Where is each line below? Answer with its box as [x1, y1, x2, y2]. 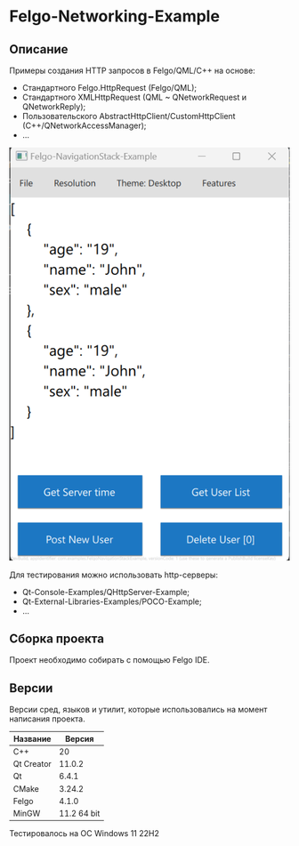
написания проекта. [9, 713, 86, 724]
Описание [9, 42, 69, 57]
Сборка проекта [9, 631, 105, 646]
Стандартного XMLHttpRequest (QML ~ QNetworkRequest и [21, 92, 247, 102]
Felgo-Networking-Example [9, 6, 221, 27]
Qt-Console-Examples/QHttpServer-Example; [21, 586, 190, 597]
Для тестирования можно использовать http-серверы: [9, 569, 218, 580]
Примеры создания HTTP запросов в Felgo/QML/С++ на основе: [9, 65, 255, 76]
